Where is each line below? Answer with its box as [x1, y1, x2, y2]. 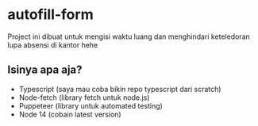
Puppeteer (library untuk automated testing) [18, 101, 164, 110]
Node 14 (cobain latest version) [18, 109, 121, 119]
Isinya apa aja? [7, 63, 83, 77]
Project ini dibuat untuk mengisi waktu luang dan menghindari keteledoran [7, 32, 251, 41]
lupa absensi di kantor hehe [7, 40, 98, 49]
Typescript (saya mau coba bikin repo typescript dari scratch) [18, 84, 221, 94]
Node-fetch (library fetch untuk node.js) [18, 93, 150, 102]
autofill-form [7, 6, 94, 24]
